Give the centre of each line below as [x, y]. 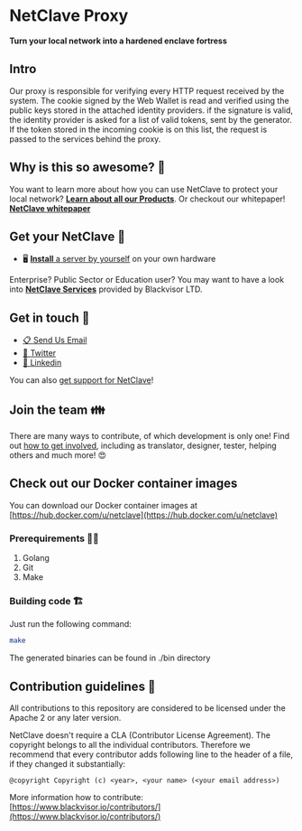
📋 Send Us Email [55, 341]
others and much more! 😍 [58, 455]
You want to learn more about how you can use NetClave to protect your [144, 189]
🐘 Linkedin [42, 363]
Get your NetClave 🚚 [68, 236]
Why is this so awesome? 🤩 [87, 168]
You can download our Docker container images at [104, 505]
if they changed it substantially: [68, 764]
